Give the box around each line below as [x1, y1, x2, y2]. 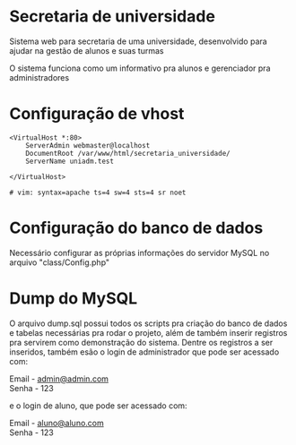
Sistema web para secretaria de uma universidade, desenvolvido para [9, 36, 267, 47]
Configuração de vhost [9, 104, 185, 124]
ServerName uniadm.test [25, 157, 115, 166]
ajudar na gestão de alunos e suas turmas [9, 45, 164, 56]
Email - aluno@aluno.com [9, 417, 105, 428]
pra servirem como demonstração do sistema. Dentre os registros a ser [9, 337, 274, 347]
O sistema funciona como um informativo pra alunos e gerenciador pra [9, 63, 271, 73]
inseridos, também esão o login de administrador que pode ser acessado [9, 347, 280, 357]
